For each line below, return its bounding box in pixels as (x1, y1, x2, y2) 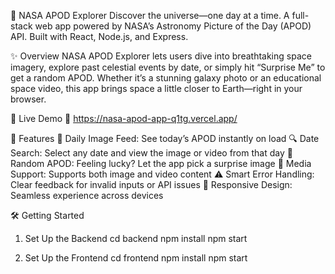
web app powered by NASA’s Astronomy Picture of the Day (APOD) (34, 20, 312, 32)
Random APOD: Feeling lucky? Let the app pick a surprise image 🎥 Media (10, 158, 312, 169)
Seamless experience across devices (10, 190, 164, 201)
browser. (10, 93, 47, 105)
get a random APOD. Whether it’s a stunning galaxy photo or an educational (10, 72, 322, 84)
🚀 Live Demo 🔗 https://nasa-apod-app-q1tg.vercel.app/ (10, 113, 238, 124)
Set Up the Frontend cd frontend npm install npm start (24, 252, 248, 264)
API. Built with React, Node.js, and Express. (10, 31, 189, 42)
